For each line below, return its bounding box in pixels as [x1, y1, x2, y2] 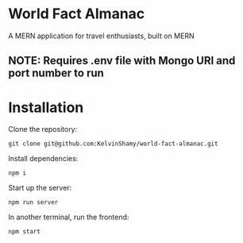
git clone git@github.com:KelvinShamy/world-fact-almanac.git [8, 140, 218, 148]
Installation [8, 98, 84, 116]
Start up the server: [8, 183, 72, 193]
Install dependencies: [8, 154, 79, 164]
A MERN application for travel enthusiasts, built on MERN [8, 31, 195, 40]
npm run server [8, 199, 59, 206]
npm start [8, 228, 41, 236]
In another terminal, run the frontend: [8, 212, 129, 222]
